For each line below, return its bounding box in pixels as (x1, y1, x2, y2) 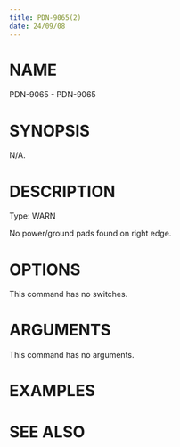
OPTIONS (9, 260, 81, 279)
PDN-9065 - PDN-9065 (9, 89, 96, 100)
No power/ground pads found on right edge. (9, 228, 172, 239)
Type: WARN (9, 211, 56, 221)
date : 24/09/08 (9, 21, 66, 30)
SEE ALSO (9, 421, 86, 442)
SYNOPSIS (9, 120, 91, 141)
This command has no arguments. (9, 350, 135, 360)
